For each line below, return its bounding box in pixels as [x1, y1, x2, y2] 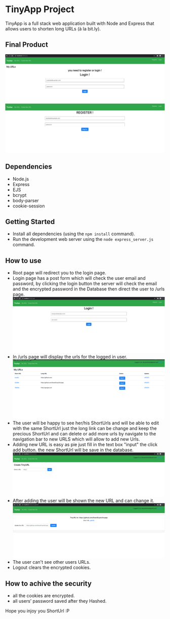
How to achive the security [5, 579, 92, 588]
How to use [5, 256, 41, 265]
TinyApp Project [5, 4, 75, 15]
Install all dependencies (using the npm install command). [12, 231, 136, 237]
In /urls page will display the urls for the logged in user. [12, 353, 127, 359]
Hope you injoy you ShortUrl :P [5, 608, 70, 614]
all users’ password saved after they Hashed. [12, 598, 107, 604]
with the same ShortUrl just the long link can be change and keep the [12, 425, 157, 431]
